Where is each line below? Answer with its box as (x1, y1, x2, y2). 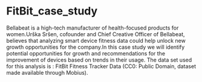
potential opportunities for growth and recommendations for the (6, 49, 165, 57)
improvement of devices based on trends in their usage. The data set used (6, 56, 192, 63)
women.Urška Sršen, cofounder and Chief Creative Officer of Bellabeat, (6, 30, 186, 37)
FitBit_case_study (6, 4, 98, 18)
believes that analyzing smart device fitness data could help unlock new (6, 37, 186, 44)
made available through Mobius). (6, 69, 89, 76)
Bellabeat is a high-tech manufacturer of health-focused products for (6, 24, 179, 31)
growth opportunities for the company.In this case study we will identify (6, 43, 185, 51)
